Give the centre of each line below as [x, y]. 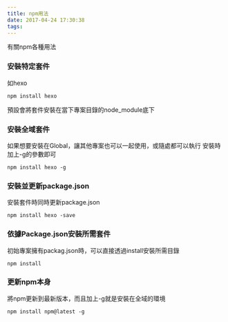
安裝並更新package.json [48, 186]
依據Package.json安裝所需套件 [59, 234]
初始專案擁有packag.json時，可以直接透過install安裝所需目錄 [93, 250]
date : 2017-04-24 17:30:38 [46, 20]
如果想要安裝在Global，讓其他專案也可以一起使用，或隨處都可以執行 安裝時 [114, 145]
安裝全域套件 [29, 129]
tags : [15, 26]
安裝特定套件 [29, 66]
